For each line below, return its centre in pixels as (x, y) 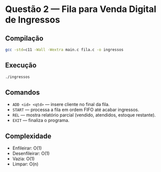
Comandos (22, 92)
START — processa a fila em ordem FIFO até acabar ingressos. (76, 110)
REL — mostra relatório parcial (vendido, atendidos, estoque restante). (84, 115)
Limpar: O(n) (25, 164)
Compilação (24, 38)
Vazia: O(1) (23, 159)
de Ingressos (33, 20)
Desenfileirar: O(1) (31, 153)
